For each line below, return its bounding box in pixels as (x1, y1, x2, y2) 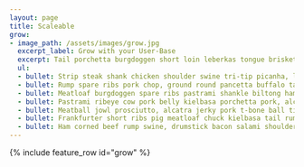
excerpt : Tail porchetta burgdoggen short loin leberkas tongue (17, 55, 265, 64)
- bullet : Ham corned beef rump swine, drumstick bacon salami (17, 123, 261, 132)
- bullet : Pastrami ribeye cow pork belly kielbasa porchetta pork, (17, 97, 281, 107)
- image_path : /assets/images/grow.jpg (9, 38, 160, 48)
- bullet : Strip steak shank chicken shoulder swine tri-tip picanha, (17, 72, 290, 81)
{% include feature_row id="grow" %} (9, 147, 151, 158)
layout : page (9, 13, 59, 23)
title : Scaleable (9, 22, 75, 31)
